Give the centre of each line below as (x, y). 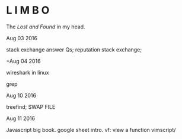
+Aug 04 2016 (23, 61)
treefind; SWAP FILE (31, 106)
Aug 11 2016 (21, 118)
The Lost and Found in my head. (46, 27)
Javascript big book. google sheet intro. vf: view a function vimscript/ (91, 130)
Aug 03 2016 (22, 38)
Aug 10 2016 (21, 95)
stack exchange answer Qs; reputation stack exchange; (74, 49)
